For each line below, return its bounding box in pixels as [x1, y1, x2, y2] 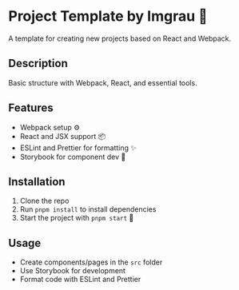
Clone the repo [19, 196, 70, 206]
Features [8, 101, 54, 115]
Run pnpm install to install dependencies [19, 205, 157, 214]
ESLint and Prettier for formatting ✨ [19, 143, 137, 153]
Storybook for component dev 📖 [19, 152, 126, 161]
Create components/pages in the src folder [19, 257, 163, 267]
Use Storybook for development [19, 266, 126, 276]
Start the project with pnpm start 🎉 [19, 213, 134, 223]
